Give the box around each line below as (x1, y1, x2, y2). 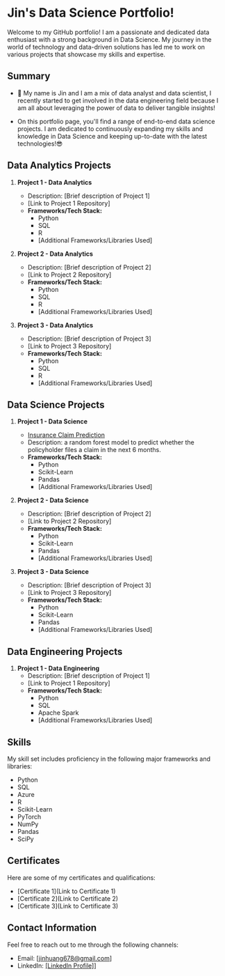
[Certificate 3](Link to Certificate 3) (17, 901, 119, 910)
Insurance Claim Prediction (27, 431, 106, 440)
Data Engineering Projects (7, 646, 123, 658)
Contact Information (7, 922, 97, 934)
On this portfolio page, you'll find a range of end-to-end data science (17, 117, 215, 125)
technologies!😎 (17, 139, 63, 148)
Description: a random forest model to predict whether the (27, 438, 194, 447)
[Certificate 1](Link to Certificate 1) (17, 887, 116, 895)
